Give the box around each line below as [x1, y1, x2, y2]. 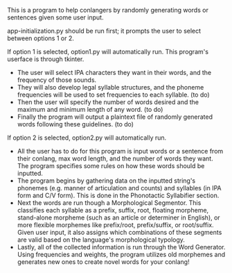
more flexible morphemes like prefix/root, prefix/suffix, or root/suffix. [17, 221, 214, 229]
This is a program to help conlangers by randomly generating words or [7, 6, 209, 14]
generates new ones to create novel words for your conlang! [17, 258, 190, 266]
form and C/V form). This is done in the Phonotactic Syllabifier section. [17, 191, 220, 199]
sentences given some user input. [7, 13, 104, 22]
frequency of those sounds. [17, 76, 97, 84]
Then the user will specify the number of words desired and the [17, 98, 199, 106]
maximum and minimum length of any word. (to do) [17, 106, 163, 113]
